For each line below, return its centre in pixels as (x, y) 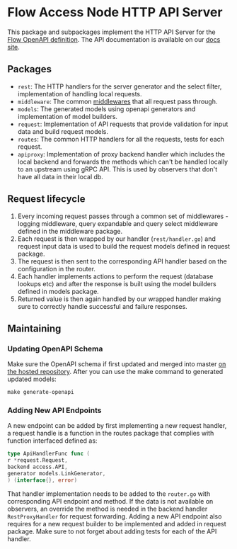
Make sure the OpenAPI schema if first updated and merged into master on (117, 364)
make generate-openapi (41, 392)
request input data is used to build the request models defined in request (124, 246)
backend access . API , (38, 467)
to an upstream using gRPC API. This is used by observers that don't (117, 169)
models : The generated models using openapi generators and (106, 109)
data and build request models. (63, 131)
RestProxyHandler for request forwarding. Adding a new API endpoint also (115, 516)
